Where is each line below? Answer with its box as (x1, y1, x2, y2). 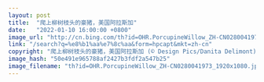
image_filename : (8, 62, 61, 70)
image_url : (8, 33, 44, 41)
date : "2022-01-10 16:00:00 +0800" (8, 26, 132, 34)
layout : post (8, 11, 51, 20)
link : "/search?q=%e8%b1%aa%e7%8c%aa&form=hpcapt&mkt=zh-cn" (8, 41, 213, 48)
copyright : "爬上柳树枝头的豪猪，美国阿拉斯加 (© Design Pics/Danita (8, 48, 222, 55)
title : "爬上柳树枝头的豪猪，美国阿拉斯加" (8, 19, 137, 27)
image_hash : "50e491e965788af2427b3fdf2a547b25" (8, 55, 170, 63)
